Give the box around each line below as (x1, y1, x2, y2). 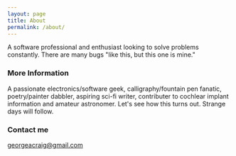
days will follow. (7, 107, 54, 116)
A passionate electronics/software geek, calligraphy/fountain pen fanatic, (7, 84, 222, 93)
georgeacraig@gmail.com (7, 140, 83, 149)
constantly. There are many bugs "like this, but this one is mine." (7, 50, 195, 59)
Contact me (7, 125, 49, 135)
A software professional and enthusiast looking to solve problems (7, 43, 199, 52)
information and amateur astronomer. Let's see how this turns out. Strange (7, 99, 226, 108)
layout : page (7, 10, 46, 18)
